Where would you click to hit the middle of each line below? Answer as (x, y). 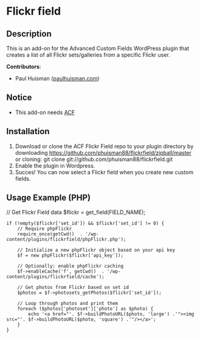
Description (29, 34)
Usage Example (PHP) (49, 198)
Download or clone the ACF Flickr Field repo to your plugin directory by (104, 146)
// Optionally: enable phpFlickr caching (70, 266)
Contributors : (24, 66)
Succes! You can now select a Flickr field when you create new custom (104, 172)
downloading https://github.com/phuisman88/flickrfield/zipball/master (103, 152)
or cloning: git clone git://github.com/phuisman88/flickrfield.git (94, 159)
